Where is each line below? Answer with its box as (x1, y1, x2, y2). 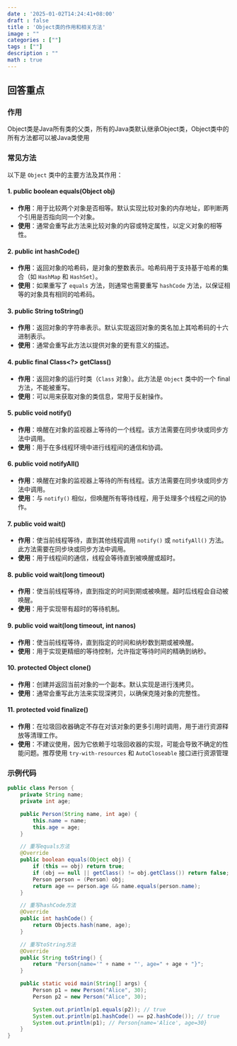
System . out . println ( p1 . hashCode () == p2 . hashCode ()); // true (33, 1013, 220, 1020)
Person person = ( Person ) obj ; (33, 875, 125, 883)
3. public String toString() (7, 306, 84, 315)
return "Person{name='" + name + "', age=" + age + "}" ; (33, 960, 204, 968)
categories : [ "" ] (7, 37, 62, 44)
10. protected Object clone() (7, 663, 92, 672)
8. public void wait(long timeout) (7, 570, 105, 579)
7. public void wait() (7, 519, 66, 528)
